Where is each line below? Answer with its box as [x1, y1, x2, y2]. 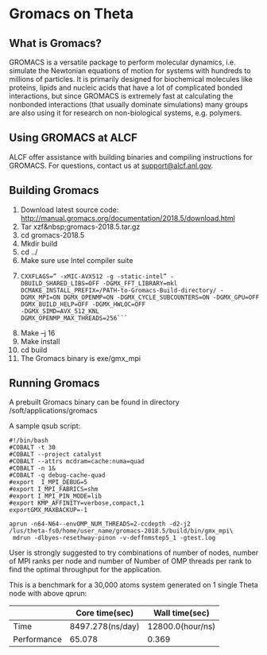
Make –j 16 [20, 327, 56, 338]
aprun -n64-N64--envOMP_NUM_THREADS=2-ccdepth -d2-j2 [9, 520, 192, 529]
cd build [20, 345, 48, 355]
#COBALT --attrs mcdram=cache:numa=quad [9, 458, 145, 466]
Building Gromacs [9, 184, 99, 197]
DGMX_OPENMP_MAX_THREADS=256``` [20, 314, 128, 322]
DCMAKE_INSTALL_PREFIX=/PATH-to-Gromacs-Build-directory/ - [20, 286, 224, 294]
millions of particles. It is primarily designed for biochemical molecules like [9, 75, 253, 83]
